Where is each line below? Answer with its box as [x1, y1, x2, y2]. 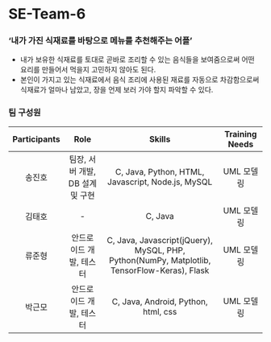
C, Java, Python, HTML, [115, 166, 205, 177]
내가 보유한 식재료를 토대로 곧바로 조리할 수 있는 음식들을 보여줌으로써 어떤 [19, 55, 256, 64]
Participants [12, 134, 60, 145]
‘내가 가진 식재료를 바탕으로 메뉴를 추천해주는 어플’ [8, 35, 193, 47]
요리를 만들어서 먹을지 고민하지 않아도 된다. [19, 65, 156, 75]
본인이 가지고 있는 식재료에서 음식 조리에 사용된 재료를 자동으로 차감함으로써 [19, 75, 260, 84]
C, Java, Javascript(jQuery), [106, 234, 214, 245]
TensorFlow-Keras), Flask [110, 265, 210, 276]
